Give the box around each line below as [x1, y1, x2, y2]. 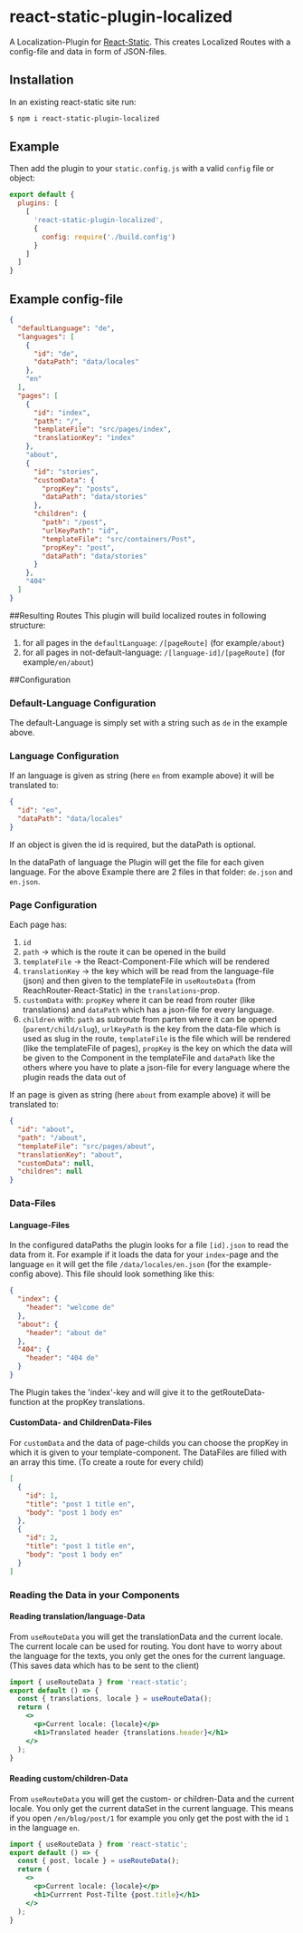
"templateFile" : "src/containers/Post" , [42, 534, 196, 543]
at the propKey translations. [42, 1396, 146, 1407]
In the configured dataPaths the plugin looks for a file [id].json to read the [9, 1240, 289, 1251]
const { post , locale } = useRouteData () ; [17, 1857, 180, 1866]
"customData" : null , [17, 1158, 95, 1167]
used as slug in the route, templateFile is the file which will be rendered [22, 1033, 291, 1044]
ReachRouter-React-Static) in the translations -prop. [22, 985, 220, 996]
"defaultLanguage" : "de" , [17, 324, 116, 333]
